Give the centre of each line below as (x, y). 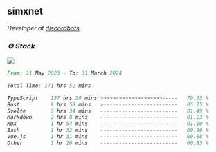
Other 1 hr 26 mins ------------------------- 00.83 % (108, 143)
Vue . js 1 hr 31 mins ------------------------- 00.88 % (108, 137)
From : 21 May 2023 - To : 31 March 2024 (65, 73)
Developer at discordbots (43, 28)
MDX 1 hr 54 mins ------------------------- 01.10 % (108, 124)
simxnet (25, 11)
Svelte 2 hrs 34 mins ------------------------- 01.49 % (108, 111)
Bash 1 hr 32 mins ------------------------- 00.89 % (108, 131)
